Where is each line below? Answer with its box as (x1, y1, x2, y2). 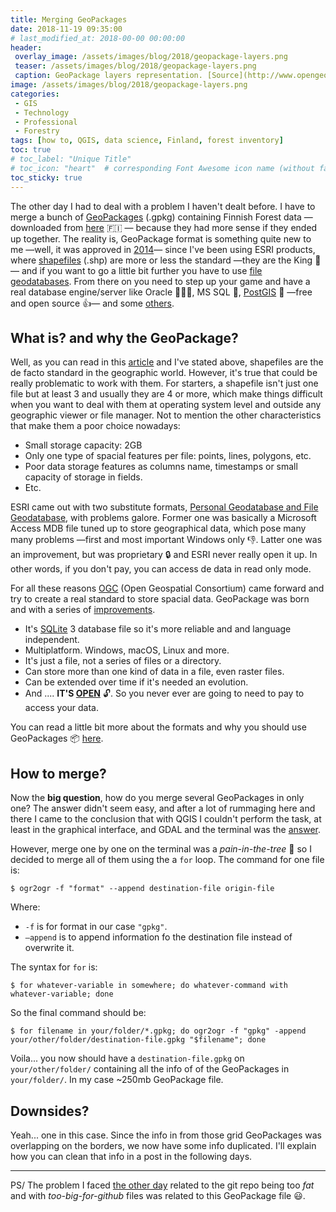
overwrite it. (24, 942, 75, 954)
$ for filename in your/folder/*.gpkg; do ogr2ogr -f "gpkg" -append (10, 1026, 307, 1036)
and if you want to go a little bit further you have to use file (21, 264, 263, 276)
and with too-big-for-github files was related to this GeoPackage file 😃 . (10, 1189, 306, 1201)
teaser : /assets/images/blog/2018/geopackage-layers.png (14, 61, 257, 71)
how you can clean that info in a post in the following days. (10, 1150, 253, 1162)
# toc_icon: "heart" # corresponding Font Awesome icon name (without (10, 163, 315, 173)
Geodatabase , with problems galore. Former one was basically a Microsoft (10, 512, 317, 524)
